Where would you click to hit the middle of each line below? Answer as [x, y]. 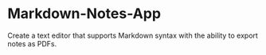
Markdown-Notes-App [84, 14]
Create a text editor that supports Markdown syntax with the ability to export [133, 35]
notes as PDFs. [32, 43]
